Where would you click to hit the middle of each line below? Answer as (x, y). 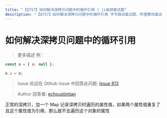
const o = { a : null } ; (30, 64)
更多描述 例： (31, 55)
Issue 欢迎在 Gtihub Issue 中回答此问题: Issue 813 (68, 84)
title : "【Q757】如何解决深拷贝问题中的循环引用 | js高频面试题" (66, 10)
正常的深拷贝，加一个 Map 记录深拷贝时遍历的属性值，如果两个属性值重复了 (83, 105)
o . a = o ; (14, 73)
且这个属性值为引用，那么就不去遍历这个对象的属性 (57, 111)
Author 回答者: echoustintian (46, 94)
